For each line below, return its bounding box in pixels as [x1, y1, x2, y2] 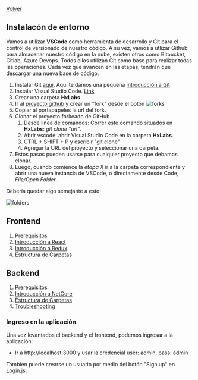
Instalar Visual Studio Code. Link [14, 87, 95, 95]
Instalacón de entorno [6, 22, 90, 32]
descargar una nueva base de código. [6, 70, 99, 77]
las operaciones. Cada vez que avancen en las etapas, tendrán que [6, 63, 171, 70]
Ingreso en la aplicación [6, 318, 77, 326]
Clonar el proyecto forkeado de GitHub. [14, 112, 112, 120]
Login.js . [6, 367, 27, 374]
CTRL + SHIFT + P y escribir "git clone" [23, 138, 121, 145]
